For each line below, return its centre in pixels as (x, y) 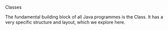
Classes (13, 7)
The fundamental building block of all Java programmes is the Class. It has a (84, 17)
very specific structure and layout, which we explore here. (65, 22)
